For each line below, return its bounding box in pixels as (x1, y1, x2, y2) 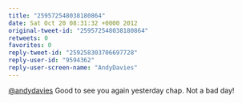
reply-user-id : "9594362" (8, 57, 95, 65)
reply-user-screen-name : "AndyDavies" (8, 64, 138, 72)
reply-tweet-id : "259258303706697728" (8, 49, 138, 57)
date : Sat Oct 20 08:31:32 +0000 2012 (8, 19, 138, 27)
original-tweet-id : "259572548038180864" (8, 26, 149, 34)
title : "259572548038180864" (8, 11, 106, 20)
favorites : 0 (8, 42, 52, 50)
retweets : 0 (8, 34, 48, 42)
